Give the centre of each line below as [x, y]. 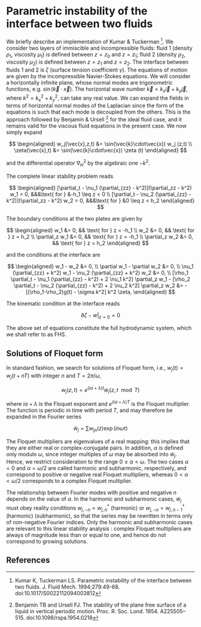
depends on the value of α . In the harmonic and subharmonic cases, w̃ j [94, 500]
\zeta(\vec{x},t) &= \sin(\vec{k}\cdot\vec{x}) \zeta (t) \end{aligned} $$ [100, 150]
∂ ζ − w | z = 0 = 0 [100, 316]
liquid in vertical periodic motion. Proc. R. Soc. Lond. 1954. [87, 611]
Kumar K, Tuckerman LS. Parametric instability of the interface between [103, 580]
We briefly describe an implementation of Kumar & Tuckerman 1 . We [90, 41]
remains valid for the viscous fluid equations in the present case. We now [97, 126]
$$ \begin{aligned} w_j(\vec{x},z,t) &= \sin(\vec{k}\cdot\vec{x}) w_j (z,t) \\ [100, 144]
